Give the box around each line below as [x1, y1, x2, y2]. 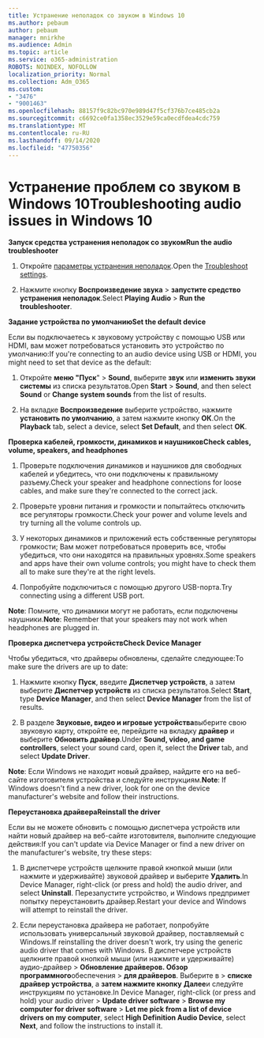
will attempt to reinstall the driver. [19, 905, 128, 915]
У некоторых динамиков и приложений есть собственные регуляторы [19, 534, 257, 543]
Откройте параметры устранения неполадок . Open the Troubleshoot [19, 262, 248, 271]
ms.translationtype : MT [8, 122, 87, 130]
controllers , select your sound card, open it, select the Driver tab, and [19, 743, 248, 753]
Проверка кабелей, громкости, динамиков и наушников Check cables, [8, 437, 251, 447]
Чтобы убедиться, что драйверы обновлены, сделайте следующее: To [8, 654, 244, 663]
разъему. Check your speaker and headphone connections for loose [19, 477, 242, 487]
